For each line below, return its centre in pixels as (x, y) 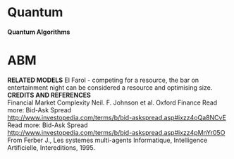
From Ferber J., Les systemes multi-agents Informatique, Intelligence (107, 140)
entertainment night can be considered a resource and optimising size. (110, 87)
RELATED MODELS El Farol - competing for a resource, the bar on (103, 80)
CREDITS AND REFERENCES (49, 95)
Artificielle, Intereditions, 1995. (51, 147)
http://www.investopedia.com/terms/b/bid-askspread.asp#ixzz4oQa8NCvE (117, 117)
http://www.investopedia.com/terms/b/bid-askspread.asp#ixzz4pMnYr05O (116, 132)
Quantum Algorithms (39, 32)
